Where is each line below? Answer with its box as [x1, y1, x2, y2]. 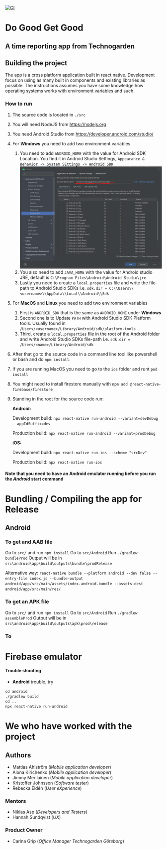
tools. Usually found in [19, 320, 66, 326]
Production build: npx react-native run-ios [12, 459, 102, 465]
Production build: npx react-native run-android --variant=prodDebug [12, 430, 156, 436]
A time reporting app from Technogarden [5, 42, 135, 50]
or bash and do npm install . [12, 356, 71, 362]
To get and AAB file [5, 538, 53, 545]
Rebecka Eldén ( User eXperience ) [12, 785, 82, 791]
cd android [5, 689, 28, 694]
